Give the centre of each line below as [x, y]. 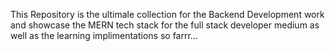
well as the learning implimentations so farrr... [104, 35]
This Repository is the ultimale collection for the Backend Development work [167, 14]
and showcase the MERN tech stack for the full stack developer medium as [165, 25]
